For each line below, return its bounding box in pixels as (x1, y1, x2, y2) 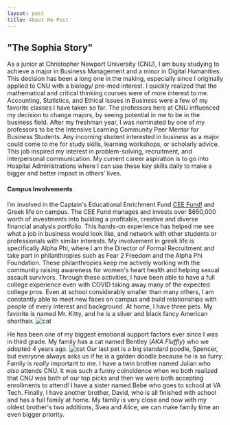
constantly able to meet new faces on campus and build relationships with (7, 295, 217, 303)
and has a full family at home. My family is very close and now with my (7, 396, 207, 404)
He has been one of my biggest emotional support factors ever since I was (7, 330, 218, 338)
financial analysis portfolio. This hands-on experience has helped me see (7, 222, 214, 230)
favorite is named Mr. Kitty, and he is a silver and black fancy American (7, 309, 208, 317)
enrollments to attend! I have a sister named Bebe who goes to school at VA (7, 381, 221, 389)
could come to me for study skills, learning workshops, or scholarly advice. (7, 140, 220, 148)
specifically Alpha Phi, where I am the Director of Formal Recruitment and (7, 244, 215, 252)
